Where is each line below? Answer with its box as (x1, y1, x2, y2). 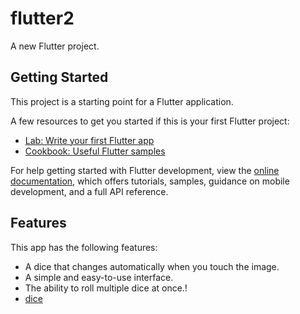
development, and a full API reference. (10, 185, 169, 197)
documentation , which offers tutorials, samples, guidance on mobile (10, 175, 290, 187)
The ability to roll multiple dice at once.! (24, 282, 188, 294)
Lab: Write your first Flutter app (24, 134, 155, 146)
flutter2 (10, 7, 75, 30)
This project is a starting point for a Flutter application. (10, 95, 234, 107)
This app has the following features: (10, 241, 158, 253)
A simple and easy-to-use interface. (24, 271, 174, 283)
